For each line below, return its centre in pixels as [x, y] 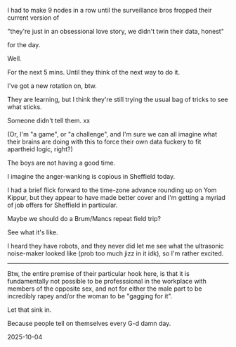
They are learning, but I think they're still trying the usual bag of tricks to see [118, 99]
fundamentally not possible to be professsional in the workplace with [107, 281]
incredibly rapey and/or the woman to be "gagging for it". [90, 296]
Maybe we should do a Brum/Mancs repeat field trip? [84, 219]
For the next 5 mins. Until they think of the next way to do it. [94, 72]
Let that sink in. [29, 310]
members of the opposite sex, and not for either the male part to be [105, 289]
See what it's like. [33, 232]
